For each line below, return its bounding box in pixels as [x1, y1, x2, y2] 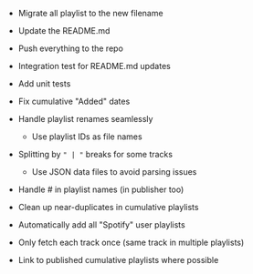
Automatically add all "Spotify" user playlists [17, 219, 185, 230]
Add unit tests [17, 78, 71, 89]
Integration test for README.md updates [17, 61, 171, 71]
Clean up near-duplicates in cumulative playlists [17, 202, 199, 212]
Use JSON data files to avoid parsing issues [31, 167, 197, 177]
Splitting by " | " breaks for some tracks [17, 149, 174, 159]
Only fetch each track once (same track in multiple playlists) [17, 237, 245, 248]
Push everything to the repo [17, 43, 123, 54]
